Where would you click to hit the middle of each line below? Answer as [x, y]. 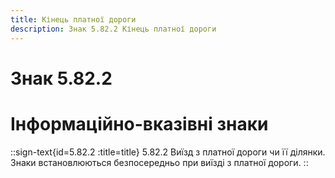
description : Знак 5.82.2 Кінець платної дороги [113, 29]
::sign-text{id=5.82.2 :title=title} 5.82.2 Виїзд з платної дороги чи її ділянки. [168, 152]
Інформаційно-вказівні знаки [139, 123]
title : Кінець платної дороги [73, 19]
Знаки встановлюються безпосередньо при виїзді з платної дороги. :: [159, 162]
